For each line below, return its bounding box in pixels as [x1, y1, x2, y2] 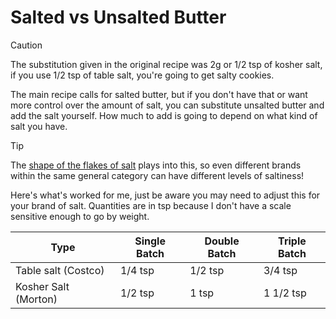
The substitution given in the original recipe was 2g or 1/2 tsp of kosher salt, [10, 58, 323, 70]
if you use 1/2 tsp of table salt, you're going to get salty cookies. [10, 69, 275, 81]
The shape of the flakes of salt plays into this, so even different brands [10, 159, 302, 171]
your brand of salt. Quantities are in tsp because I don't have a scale [10, 199, 292, 211]
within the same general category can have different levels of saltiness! [10, 169, 305, 181]
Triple [278, 234, 307, 248]
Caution [10, 39, 43, 51]
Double [204, 234, 240, 248]
